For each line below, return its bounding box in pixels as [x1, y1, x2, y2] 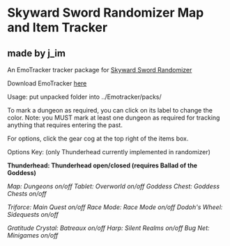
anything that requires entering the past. [7, 121, 123, 129]
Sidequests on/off [7, 211, 59, 218]
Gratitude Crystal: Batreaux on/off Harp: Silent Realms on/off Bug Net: [7, 224, 210, 232]
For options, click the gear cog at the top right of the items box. [7, 134, 189, 142]
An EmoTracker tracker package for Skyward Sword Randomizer [7, 66, 192, 74]
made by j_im [7, 47, 66, 59]
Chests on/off [7, 190, 47, 197]
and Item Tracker [7, 19, 108, 35]
